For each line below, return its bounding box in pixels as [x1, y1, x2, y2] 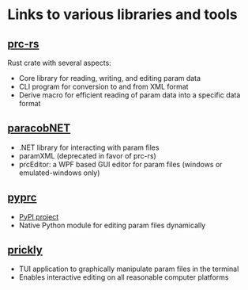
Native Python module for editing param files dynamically [18, 220, 206, 230]
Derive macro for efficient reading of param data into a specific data [18, 90, 241, 100]
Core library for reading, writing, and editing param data [18, 74, 201, 82]
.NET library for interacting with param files [18, 143, 160, 152]
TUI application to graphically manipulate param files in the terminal [18, 264, 239, 274]
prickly [7, 243, 43, 257]
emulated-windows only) [18, 168, 100, 177]
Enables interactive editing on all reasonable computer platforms [18, 273, 229, 282]
